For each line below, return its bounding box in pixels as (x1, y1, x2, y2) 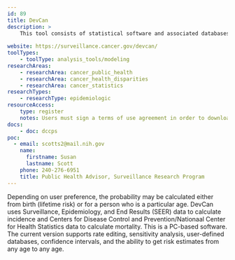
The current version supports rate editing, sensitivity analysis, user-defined (7, 229, 225, 238)
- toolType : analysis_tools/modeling (20, 56, 130, 63)
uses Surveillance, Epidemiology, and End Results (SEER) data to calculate (7, 207, 222, 216)
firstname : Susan (25, 153, 77, 161)
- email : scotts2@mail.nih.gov (13, 141, 105, 148)
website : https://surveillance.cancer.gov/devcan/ (7, 43, 158, 50)
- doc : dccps (20, 128, 58, 135)
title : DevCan (7, 17, 49, 24)
